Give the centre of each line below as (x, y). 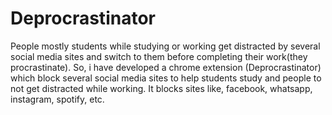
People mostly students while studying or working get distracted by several (165, 46)
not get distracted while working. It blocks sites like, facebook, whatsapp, (161, 88)
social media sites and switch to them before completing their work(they (159, 56)
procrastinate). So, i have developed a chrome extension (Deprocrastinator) (166, 67)
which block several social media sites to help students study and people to (166, 78)
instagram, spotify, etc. (57, 99)
